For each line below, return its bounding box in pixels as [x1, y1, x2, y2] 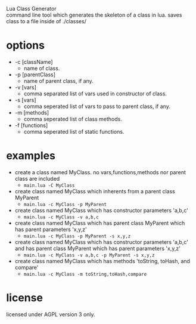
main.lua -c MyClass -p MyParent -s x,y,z [23, 233, 131, 239]
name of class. [23, 64, 60, 72]
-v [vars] [14, 84, 37, 91]
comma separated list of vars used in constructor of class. [23, 90, 167, 97]
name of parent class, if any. [23, 77, 94, 84]
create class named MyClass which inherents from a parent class [14, 187, 176, 195]
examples [6, 149, 55, 163]
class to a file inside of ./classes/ [6, 18, 86, 24]
